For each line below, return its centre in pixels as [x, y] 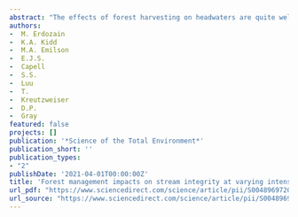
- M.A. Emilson [39, 50]
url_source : [31, 199]
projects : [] [33, 133]
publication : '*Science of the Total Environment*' [106, 141]
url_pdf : [25, 190]
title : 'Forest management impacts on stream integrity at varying [137, 182]
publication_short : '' [51, 149]
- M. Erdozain [37, 34]
